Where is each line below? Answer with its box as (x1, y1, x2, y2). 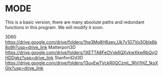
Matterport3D (48, 44, 76, 50)
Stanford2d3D (54, 54, 83, 60)
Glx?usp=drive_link (5, 65, 44, 71)
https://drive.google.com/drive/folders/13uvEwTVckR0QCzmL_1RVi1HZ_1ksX (5, 60, 158, 66)
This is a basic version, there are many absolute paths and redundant (5, 19, 144, 25)
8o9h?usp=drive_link (5, 44, 47, 50)
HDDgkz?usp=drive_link (5, 54, 54, 60)
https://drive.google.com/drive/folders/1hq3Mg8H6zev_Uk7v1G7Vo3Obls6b (5, 39, 158, 45)
